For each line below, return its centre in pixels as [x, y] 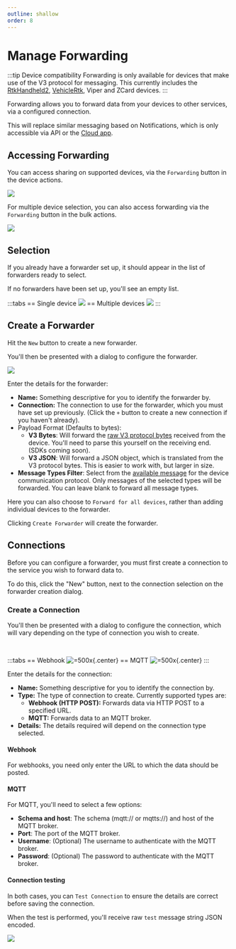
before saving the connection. [51, 904]
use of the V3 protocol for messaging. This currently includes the [102, 83]
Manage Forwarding [68, 56]
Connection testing [36, 880]
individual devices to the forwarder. [59, 509]
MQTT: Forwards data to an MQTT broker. [90, 717]
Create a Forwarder [51, 326]
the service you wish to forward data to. [66, 570]
